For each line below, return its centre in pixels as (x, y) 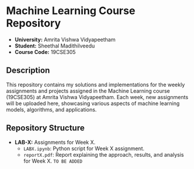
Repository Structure (46, 128)
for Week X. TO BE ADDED (53, 161)
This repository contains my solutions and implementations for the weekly (96, 84)
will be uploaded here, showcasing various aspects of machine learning (93, 103)
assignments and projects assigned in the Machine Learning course (88, 91)
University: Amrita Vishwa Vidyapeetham (65, 39)
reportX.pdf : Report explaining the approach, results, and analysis (103, 154)
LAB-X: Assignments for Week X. (55, 142)
